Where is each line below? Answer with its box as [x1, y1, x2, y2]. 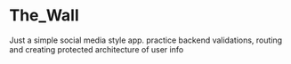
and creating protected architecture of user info [9, 44, 184, 54]
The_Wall [9, 5, 80, 26]
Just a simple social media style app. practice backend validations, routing [9, 35, 283, 45]
